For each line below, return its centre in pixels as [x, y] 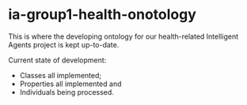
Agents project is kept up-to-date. [64, 44]
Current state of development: [57, 60]
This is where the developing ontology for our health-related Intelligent [123, 36]
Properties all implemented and [70, 84]
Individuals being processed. [67, 92]
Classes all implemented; [61, 75]
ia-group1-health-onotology [102, 15]
